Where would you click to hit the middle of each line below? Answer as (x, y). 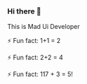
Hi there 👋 (25, 11)
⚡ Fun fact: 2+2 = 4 (35, 58)
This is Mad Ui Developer (44, 27)
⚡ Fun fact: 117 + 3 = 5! (40, 74)
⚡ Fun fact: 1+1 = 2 (34, 41)
